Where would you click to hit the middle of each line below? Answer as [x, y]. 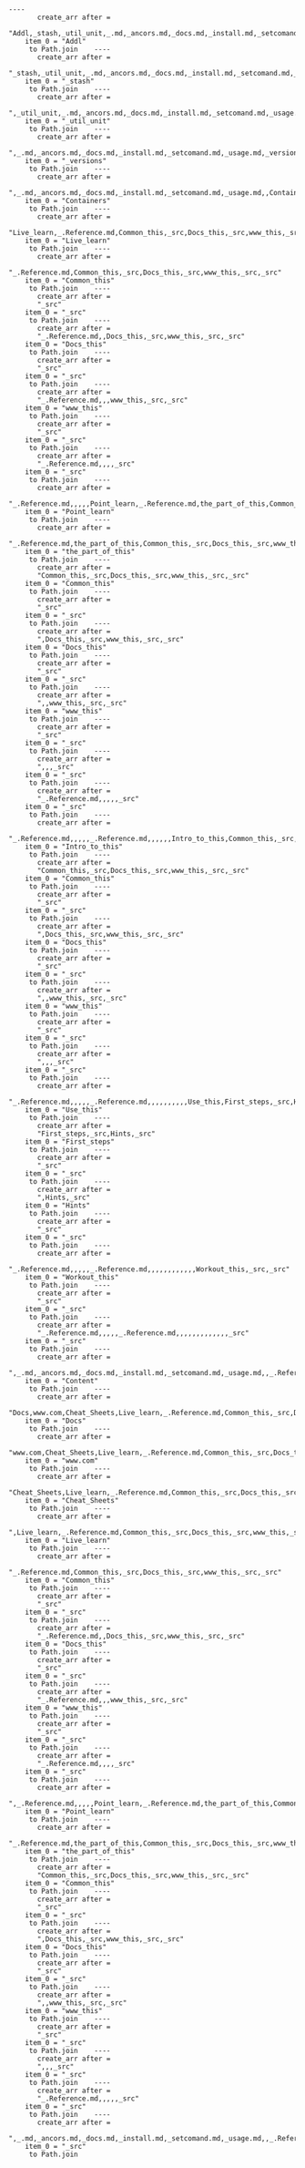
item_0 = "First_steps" [70, 1142]
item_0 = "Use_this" [64, 1110]
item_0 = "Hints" [58, 1206]
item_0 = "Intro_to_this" [74, 847]
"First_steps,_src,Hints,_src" [96, 1134]
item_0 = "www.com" [62, 1461]
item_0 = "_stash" [60, 81]
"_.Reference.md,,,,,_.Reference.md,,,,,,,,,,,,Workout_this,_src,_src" [149, 1269]
